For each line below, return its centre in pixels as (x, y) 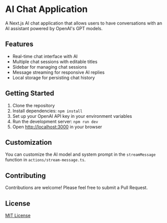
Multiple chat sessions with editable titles (55, 62)
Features (19, 44)
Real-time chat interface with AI (45, 56)
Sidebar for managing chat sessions (49, 67)
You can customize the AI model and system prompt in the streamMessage (80, 154)
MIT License (18, 215)
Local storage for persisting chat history (53, 77)
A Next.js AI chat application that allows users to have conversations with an (84, 23)
